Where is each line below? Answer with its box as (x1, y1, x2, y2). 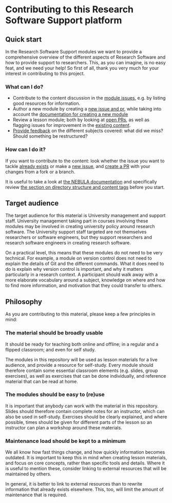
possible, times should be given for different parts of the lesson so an (5, 419, 152, 425)
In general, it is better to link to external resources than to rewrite (5, 481, 143, 487)
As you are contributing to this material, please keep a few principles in (5, 311, 156, 317)
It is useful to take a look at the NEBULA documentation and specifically (5, 178, 158, 184)
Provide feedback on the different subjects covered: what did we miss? (12, 127, 163, 134)
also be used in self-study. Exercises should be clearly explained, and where (5, 414, 167, 420)
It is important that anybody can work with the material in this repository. (5, 402, 159, 409)
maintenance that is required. (5, 492, 68, 498)
